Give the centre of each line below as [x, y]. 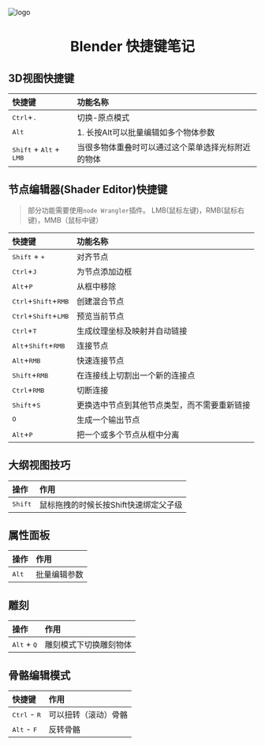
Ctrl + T [24, 330]
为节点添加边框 [104, 271]
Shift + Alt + [36, 149]
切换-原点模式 [103, 117]
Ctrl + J [24, 271]
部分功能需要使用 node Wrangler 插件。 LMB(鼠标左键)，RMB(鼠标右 [136, 210]
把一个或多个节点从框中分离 [128, 435]
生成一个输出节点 [108, 420]
